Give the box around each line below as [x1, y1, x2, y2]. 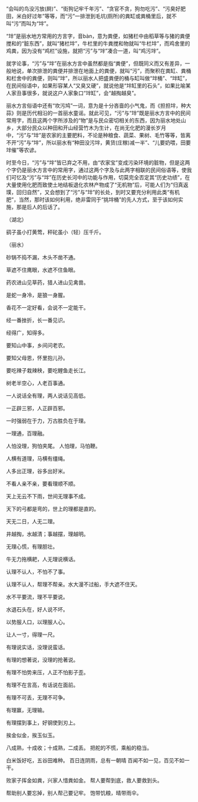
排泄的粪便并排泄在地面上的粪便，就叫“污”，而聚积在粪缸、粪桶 [37, 67, 192, 74]
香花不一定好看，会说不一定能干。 [6, 304, 89, 311]
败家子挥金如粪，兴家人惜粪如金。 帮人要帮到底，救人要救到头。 [6, 777, 163, 784]
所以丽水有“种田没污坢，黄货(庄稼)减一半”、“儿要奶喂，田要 [46, 139, 192, 146]
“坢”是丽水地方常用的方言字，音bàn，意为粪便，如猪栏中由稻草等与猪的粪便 [6, 33, 190, 40]
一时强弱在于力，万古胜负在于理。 [6, 417, 89, 424]
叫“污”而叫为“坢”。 [6, 20, 52, 27]
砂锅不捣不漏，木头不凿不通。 [6, 254, 78, 260]
